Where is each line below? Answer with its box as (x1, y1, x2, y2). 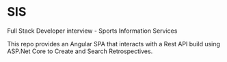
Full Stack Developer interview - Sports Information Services (7, 27, 178, 35)
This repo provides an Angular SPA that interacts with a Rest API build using (7, 40, 221, 48)
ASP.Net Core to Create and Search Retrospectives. (7, 47, 153, 55)
